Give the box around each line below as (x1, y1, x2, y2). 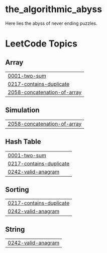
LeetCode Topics (5, 38, 78, 49)
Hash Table (5, 137, 41, 146)
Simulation (5, 106, 40, 115)
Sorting (5, 185, 29, 194)
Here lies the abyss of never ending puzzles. (5, 20, 97, 26)
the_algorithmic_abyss (5, 4, 102, 15)
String (5, 225, 25, 233)
